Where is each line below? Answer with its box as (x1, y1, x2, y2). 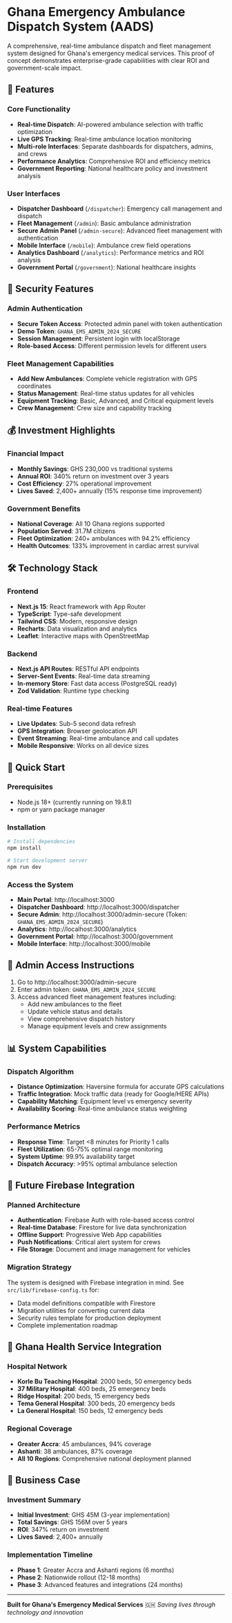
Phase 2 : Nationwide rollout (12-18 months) (17, 1573, 141, 1582)
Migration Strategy (7, 1262, 72, 1272)
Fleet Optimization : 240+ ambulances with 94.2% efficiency (17, 534, 191, 542)
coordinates (17, 381, 52, 390)
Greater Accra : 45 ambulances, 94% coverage (17, 1439, 152, 1448)
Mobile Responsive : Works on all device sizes (17, 742, 149, 750)
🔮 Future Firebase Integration (7, 1180, 135, 1191)
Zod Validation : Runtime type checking (17, 686, 129, 695)
